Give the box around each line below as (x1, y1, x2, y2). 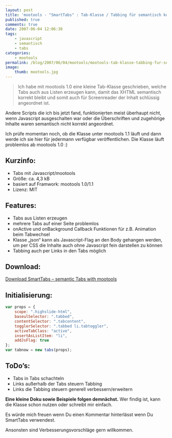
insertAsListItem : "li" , (14, 333, 68, 339)
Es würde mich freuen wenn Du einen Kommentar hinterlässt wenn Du (5, 411, 154, 417)
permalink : (5, 60, 29, 65)
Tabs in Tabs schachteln (12, 375, 64, 381)
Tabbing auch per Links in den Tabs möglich (12, 247, 106, 254)
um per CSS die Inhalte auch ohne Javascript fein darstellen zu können (12, 242, 163, 248)
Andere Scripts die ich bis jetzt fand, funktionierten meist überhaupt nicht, (5, 110, 162, 116)
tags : (5, 31, 17, 36)
